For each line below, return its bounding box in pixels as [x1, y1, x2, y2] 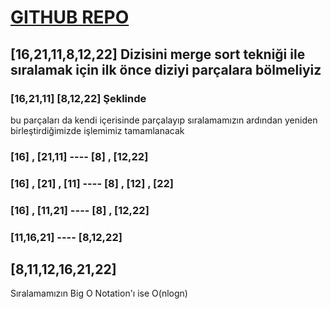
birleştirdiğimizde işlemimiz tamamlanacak [10, 124, 185, 136]
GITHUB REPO [10, 6, 130, 29]
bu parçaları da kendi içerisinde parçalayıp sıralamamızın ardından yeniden [10, 114, 318, 126]
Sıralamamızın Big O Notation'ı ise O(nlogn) [10, 287, 188, 300]
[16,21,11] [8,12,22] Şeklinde [10, 91, 147, 105]
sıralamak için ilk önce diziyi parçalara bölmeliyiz [10, 61, 322, 78]
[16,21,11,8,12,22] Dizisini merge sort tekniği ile [10, 46, 306, 63]
